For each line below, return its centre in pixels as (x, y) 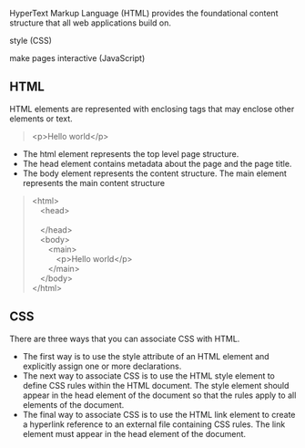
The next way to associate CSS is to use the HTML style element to (149, 375)
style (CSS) (31, 41)
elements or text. (41, 119)
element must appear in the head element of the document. (134, 433)
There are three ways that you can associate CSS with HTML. (125, 339)
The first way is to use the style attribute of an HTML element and (146, 356)
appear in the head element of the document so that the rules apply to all (159, 395)
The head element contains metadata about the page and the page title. (157, 163)
